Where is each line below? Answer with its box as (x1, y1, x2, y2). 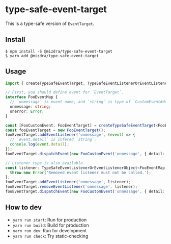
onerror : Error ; (10, 109, 44, 114)
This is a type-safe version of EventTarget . (5, 20, 95, 27)
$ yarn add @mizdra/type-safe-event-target (5, 53, 99, 58)
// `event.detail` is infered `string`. (10, 137, 97, 142)
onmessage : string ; (10, 104, 51, 109)
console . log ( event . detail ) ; (10, 142, 70, 147)
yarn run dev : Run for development (12, 227, 87, 233)
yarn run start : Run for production (12, 216, 87, 223)
